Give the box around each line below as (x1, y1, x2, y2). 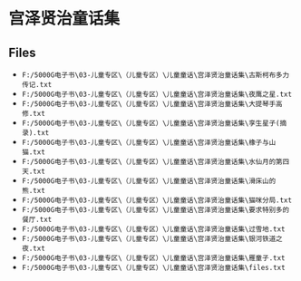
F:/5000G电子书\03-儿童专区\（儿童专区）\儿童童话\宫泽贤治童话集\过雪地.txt (21, 225, 286, 234)
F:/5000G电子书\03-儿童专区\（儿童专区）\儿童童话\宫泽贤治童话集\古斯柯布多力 (21, 71, 290, 80)
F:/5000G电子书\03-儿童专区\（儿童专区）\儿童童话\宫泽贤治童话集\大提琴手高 (21, 100, 283, 109)
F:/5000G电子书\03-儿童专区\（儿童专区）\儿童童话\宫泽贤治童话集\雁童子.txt (21, 254, 286, 263)
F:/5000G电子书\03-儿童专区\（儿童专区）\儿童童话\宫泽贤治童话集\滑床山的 (21, 177, 277, 186)
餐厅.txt (21, 215, 53, 224)
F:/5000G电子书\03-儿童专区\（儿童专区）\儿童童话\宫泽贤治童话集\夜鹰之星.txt (21, 90, 292, 99)
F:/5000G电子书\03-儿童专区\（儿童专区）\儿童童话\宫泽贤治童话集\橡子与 (21, 138, 269, 147)
